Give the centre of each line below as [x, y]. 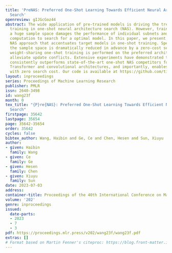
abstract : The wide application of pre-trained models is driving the [82, 24]
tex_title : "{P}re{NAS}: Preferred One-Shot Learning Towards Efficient [84, 105]
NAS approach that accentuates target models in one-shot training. [84, 43]
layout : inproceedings [29, 77]
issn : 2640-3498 [23, 91]
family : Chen [24, 171]
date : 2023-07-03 [24, 186]
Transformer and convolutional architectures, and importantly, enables [89, 67]
